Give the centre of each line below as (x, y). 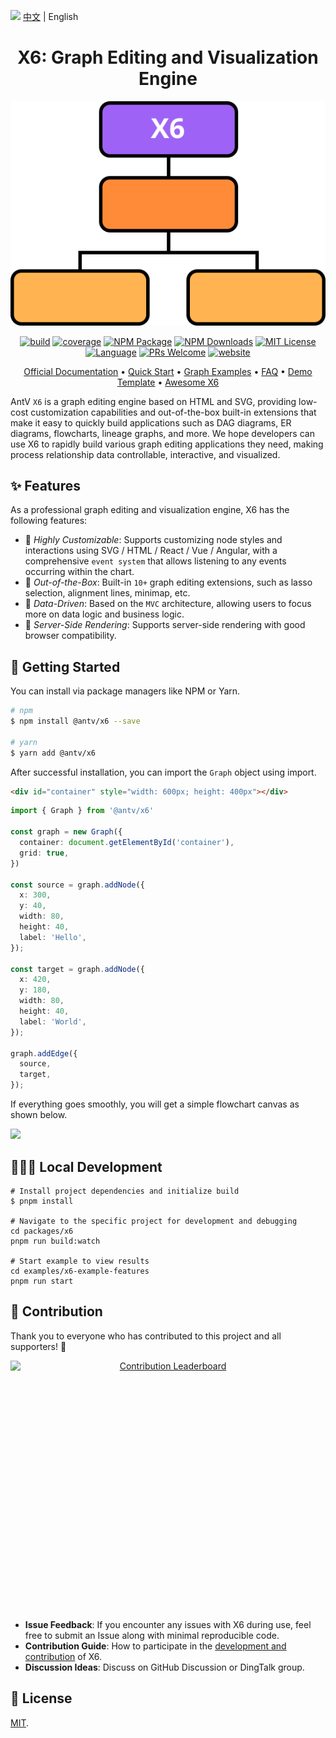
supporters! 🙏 (38, 1346)
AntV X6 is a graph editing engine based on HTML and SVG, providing (153, 401)
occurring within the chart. (79, 572)
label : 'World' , (53, 1021)
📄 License (41, 1698)
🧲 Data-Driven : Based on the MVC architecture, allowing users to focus (168, 604)
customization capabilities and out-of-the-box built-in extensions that (173, 412)
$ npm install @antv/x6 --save (75, 721)
